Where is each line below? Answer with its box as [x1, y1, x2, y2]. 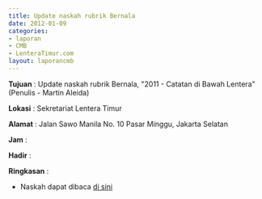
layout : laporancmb [8, 57, 74, 66]
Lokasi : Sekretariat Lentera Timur [8, 103, 123, 113]
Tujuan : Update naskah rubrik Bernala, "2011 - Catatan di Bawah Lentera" [8, 78, 256, 89]
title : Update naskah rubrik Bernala [8, 11, 136, 20]
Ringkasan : [8, 166, 49, 176]
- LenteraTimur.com [8, 49, 74, 57]
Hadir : [8, 150, 32, 160]
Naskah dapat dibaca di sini [19, 181, 113, 191]
